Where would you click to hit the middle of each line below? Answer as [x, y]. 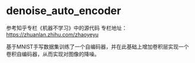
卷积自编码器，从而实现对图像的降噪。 [53, 54]
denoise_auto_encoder [64, 11]
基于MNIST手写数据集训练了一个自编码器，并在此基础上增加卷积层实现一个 [97, 47]
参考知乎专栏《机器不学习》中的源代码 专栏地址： [67, 28]
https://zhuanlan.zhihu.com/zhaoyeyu [52, 34]
